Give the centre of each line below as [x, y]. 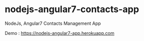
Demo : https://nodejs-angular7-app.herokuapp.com [60, 33]
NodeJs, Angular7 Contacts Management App [53, 23]
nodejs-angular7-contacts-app [72, 9]
